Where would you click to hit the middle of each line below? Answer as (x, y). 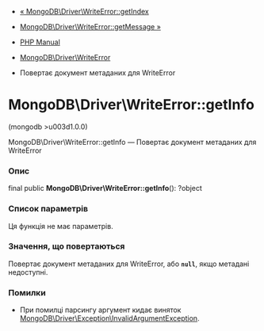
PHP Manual (40, 42)
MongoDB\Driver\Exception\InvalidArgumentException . (109, 318)
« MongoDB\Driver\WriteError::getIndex (84, 11)
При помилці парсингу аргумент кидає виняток (100, 310)
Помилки (27, 292)
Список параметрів (48, 209)
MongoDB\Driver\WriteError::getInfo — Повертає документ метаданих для (132, 142)
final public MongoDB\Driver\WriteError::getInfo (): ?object (105, 188)
